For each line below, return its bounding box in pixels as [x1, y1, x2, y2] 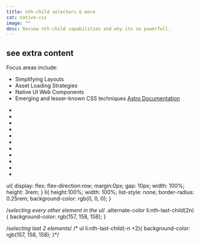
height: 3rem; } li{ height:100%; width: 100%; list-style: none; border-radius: [6, 189, 195, 196]
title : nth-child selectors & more [6, 8, 96, 15]
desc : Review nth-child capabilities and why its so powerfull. [6, 25, 171, 32]
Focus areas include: [6, 64, 58, 71]
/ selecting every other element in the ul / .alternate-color [6, 207, 146, 214]
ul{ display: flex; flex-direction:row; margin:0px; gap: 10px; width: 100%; [6, 182, 185, 190]
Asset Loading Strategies [14, 82, 78, 89]
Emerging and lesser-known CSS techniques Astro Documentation [14, 95, 181, 102]
